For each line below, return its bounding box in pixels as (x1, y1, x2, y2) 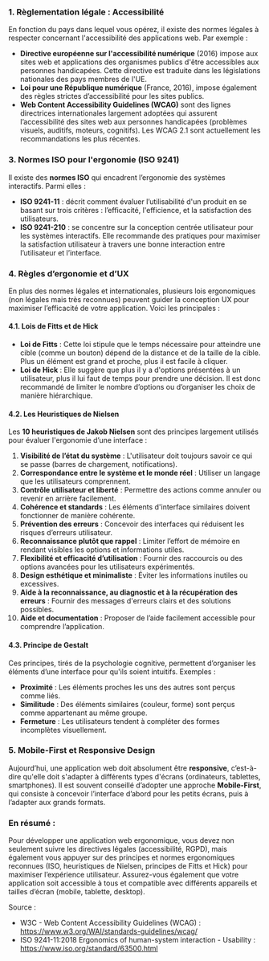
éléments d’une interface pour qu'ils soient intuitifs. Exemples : (8, 666, 216, 677)
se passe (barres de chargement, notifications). (19, 460, 178, 469)
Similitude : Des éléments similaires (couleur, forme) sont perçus (19, 699, 235, 709)
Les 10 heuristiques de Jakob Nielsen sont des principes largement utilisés (8, 427, 259, 436)
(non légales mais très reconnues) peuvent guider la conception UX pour (8, 294, 250, 304)
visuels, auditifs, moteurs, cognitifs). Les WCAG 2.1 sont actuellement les (19, 125, 261, 135)
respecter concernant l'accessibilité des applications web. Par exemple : (8, 33, 248, 43)
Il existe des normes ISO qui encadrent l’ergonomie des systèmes (8, 172, 226, 182)
